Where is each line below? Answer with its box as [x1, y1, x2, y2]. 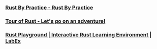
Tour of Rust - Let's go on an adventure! [5, 17, 106, 24]
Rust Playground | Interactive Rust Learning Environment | [5, 31, 152, 38]
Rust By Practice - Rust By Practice [5, 4, 93, 11]
